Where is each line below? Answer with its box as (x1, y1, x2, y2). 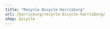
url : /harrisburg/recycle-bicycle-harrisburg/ (5, 12, 105, 17)
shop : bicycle (5, 16, 35, 21)
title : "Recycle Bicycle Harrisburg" (5, 7, 85, 12)
